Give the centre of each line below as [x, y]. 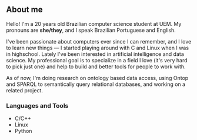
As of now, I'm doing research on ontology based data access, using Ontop [97, 78]
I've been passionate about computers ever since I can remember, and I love [99, 41]
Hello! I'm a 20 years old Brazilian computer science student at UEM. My [94, 24]
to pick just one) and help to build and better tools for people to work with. [96, 66]
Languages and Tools [37, 105]
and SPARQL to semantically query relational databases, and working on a [96, 84]
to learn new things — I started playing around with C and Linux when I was [98, 48]
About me [24, 10]
